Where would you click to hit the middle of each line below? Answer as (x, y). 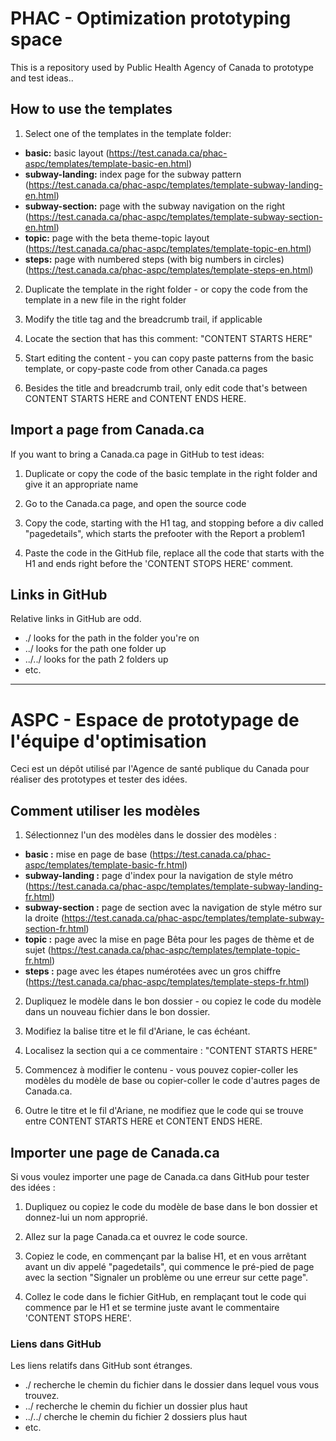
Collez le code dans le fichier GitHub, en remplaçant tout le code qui (165, 1296)
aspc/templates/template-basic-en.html (106, 163)
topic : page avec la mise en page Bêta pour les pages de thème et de (169, 939)
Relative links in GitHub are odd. (76, 619)
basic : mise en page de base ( (88, 854)
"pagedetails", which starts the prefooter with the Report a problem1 (164, 533)
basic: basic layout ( (67, 153)
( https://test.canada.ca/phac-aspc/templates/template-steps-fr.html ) (167, 982)
